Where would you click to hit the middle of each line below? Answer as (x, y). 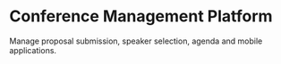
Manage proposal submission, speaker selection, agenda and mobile (136, 41)
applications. (33, 50)
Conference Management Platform (141, 16)
